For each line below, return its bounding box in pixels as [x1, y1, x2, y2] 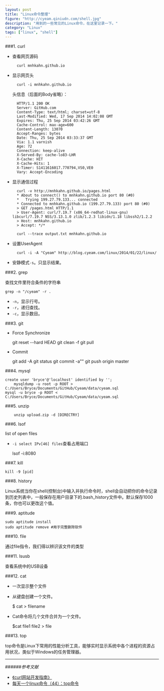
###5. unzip [5, 403, 29, 409]
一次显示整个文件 [12, 583, 47, 589]
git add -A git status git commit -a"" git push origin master [12, 358, 129, 364]
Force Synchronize [12, 330, 50, 336]
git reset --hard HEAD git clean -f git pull [12, 340, 94, 345]
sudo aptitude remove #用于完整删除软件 [5, 525, 82, 530]
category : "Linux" [5, 25, 42, 30]
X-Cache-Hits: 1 [17, 161, 50, 166]
